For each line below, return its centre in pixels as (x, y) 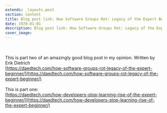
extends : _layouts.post (30, 10)
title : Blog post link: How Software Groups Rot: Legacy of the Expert (81, 19)
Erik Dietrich (18, 63)
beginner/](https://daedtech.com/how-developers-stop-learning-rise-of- (80, 100)
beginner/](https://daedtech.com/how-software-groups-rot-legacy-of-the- (82, 73)
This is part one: (22, 89)
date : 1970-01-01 (23, 24)
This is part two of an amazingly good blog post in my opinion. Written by (80, 57)
